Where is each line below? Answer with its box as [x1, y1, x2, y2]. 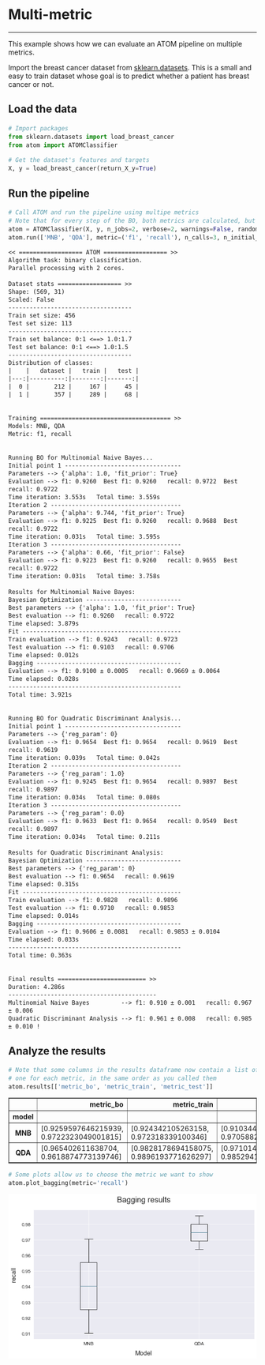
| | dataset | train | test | [8, 367, 140, 375]
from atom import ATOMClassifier [8, 141, 118, 149]
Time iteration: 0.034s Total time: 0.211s [8, 833, 160, 841]
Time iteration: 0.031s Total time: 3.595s [8, 533, 160, 541]
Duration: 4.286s [8, 983, 65, 991]
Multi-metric [8, 6, 93, 24]
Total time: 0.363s [8, 952, 73, 960]
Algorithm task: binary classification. [8, 257, 144, 265]
